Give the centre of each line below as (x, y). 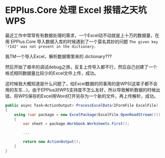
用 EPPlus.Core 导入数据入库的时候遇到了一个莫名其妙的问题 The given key (82, 41)
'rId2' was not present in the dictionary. (51, 47)
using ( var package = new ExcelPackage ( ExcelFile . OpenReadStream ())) (87, 114)
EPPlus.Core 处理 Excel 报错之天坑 (76, 10)
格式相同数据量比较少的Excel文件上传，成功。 (52, 73)
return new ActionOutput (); (52, 142)
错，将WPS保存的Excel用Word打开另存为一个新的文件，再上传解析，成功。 (82, 96)
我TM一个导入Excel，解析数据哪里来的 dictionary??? (59, 56)
